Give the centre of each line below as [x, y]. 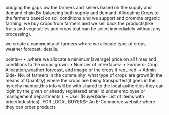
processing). [18, 34]
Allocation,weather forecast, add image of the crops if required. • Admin [81, 70]
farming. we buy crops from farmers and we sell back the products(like [79, 23]
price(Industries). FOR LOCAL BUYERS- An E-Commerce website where [80, 102]
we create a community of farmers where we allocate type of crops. [76, 44]
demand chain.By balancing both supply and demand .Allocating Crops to [82, 13]
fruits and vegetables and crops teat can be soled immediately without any [83, 29]
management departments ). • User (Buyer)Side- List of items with [75, 96]
